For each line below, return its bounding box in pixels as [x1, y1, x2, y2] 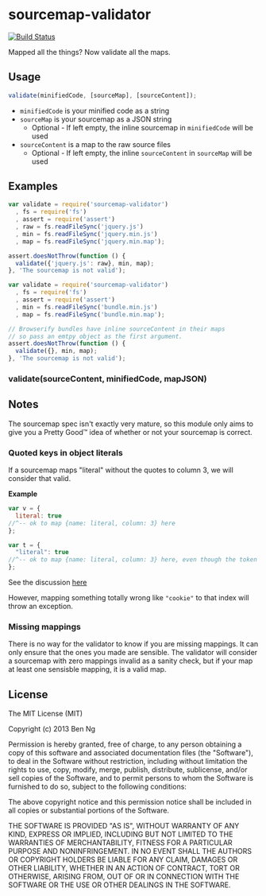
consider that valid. [8, 474, 71, 483]
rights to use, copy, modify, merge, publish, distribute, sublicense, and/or [8, 765, 248, 774]
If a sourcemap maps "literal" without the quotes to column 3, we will [8, 465, 234, 475]
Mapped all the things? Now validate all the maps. [8, 47, 171, 56]
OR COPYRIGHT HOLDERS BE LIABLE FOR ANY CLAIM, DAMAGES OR [8, 855, 238, 864]
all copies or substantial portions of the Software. [8, 805, 169, 816]
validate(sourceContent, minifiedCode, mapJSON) [8, 373, 207, 384]
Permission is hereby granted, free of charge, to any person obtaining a [8, 739, 242, 749]
